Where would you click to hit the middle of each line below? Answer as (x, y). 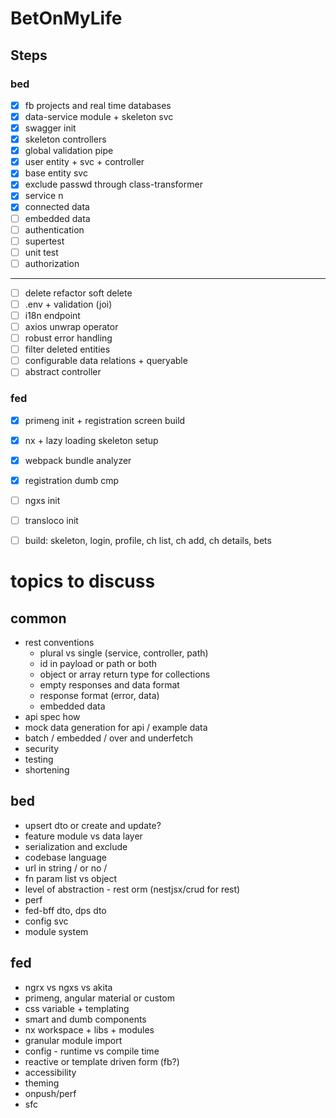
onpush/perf (50, 1093)
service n (44, 196)
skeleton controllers (65, 139)
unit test (41, 252)
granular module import (73, 1040)
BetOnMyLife (66, 18)
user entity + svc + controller (84, 162)
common (38, 618)
